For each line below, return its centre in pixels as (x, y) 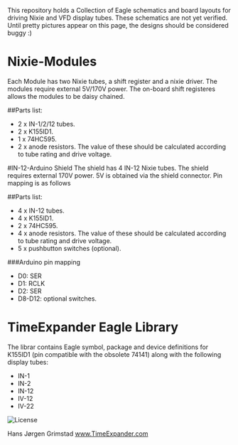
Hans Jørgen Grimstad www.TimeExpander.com (78, 434)
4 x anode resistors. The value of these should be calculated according (122, 233)
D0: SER (30, 276)
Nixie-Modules (52, 61)
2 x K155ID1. (36, 132)
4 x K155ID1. (36, 218)
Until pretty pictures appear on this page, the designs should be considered (118, 25)
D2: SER (29, 291)
